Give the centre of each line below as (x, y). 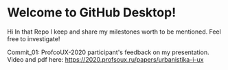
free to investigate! (34, 38)
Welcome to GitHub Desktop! (92, 13)
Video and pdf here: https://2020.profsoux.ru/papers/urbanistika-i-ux (105, 59)
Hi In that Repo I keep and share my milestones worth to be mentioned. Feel (114, 32)
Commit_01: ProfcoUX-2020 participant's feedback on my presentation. (108, 52)
